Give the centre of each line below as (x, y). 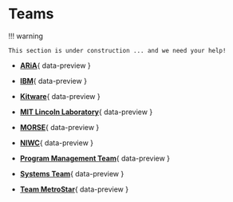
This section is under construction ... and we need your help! (117, 50)
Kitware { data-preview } (60, 96)
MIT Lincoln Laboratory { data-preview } (86, 112)
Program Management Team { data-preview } (95, 158)
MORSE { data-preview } (59, 127)
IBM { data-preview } (53, 81)
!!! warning (26, 36)
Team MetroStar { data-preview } (74, 189)
